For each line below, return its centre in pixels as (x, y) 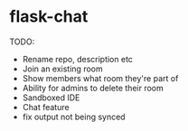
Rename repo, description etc (78, 59)
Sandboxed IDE (51, 98)
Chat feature (46, 107)
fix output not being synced (74, 117)
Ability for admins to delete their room (93, 88)
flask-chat (49, 17)
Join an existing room (62, 69)
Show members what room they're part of (100, 78)
